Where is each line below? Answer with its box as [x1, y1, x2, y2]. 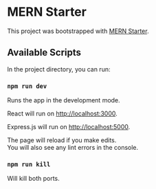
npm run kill [7, 160, 51, 168]
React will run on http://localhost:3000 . [7, 109, 118, 118]
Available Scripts [7, 47, 81, 58]
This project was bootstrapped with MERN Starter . [7, 27, 149, 35]
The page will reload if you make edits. [7, 136, 117, 144]
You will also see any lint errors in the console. [7, 144, 139, 152]
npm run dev [7, 82, 47, 90]
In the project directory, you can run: [7, 65, 111, 73]
